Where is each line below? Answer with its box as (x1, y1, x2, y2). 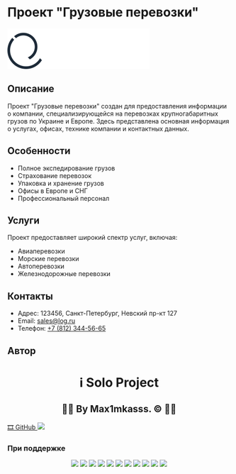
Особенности (7, 145, 71, 157)
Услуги (7, 214, 40, 226)
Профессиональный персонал (17, 194, 110, 202)
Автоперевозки (17, 262, 65, 270)
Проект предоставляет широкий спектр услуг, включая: (7, 233, 178, 242)
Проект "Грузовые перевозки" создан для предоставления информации (7, 101, 227, 110)
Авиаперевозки (17, 247, 65, 255)
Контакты (7, 290, 53, 302)
